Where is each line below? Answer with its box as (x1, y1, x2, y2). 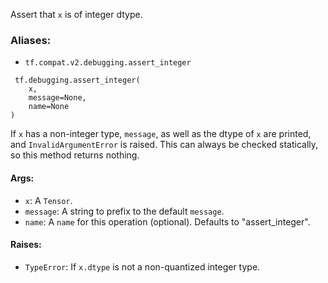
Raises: (10, 239, 42, 251)
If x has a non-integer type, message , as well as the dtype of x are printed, (10, 128, 312, 140)
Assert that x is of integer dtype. (10, 9, 143, 20)
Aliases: (10, 33, 52, 47)
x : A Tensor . (24, 194, 73, 206)
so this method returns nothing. (10, 149, 140, 161)
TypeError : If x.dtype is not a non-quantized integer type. (24, 260, 261, 273)
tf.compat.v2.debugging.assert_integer (24, 58, 192, 68)
